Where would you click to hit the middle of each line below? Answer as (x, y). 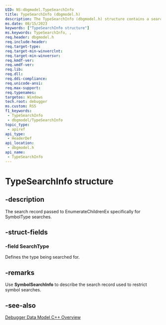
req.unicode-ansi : (24, 83)
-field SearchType (27, 246)
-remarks (20, 273)
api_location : (20, 143)
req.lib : (14, 70)
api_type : (15, 134)
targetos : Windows (24, 97)
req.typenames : (21, 93)
